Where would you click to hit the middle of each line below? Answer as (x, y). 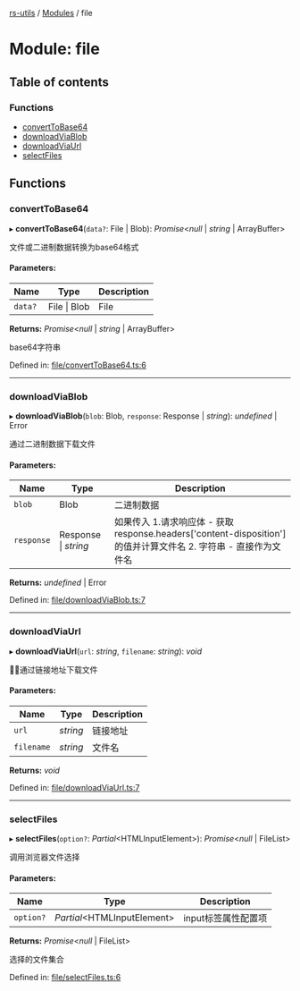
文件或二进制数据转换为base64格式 (74, 247)
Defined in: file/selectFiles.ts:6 (65, 978)
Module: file (54, 49)
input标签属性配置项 (225, 919)
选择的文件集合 (37, 960)
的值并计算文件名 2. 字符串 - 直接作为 (193, 546)
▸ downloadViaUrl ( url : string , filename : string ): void (106, 651)
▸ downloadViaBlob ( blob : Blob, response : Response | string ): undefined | (143, 416)
